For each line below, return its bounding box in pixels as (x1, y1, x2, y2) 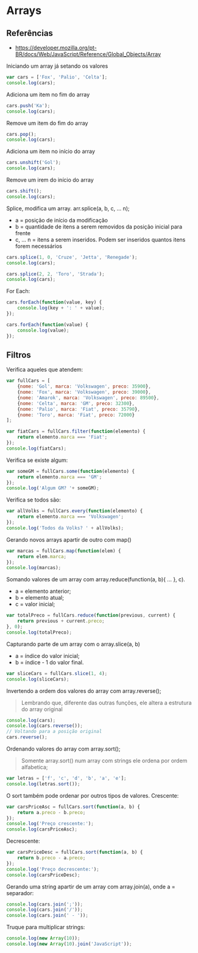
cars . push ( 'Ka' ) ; (6, 102, 51, 108)
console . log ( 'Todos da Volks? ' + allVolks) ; (6, 525, 124, 531)
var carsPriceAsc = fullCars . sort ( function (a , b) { (6, 804, 140, 810)
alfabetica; (21, 763, 48, 771)
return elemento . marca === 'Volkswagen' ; (17, 514, 124, 520)
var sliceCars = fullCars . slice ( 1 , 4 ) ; (6, 670, 108, 676)
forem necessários (15, 242, 63, 250)
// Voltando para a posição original (6, 729, 102, 735)
